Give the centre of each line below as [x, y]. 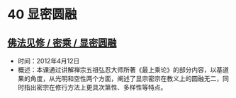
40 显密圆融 [42, 14]
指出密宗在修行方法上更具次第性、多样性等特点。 [95, 87]
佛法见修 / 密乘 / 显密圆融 [62, 43]
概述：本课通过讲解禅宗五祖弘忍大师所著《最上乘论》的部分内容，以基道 [123, 70]
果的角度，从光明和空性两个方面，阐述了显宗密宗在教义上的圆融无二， [120, 79]
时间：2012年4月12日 [49, 61]
